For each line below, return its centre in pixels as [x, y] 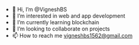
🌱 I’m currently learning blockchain [56, 22]
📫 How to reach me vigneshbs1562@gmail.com [72, 36]
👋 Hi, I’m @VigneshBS [39, 9]
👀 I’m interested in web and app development [69, 16]
